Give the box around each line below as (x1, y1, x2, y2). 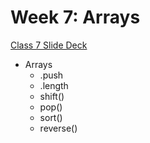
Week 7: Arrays (10, 6, 141, 29)
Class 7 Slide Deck (10, 39, 88, 51)
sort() (39, 111, 63, 123)
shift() (39, 90, 65, 102)
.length (39, 79, 69, 91)
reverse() (39, 122, 78, 134)
